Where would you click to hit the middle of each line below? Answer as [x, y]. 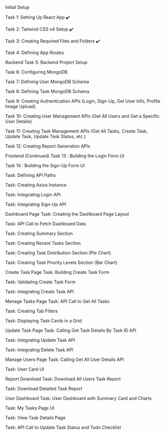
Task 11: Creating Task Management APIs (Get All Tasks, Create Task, [76, 131]
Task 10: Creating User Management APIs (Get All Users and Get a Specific [82, 116]
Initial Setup [17, 7]
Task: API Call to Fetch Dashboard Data [45, 224]
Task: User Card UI [24, 369]
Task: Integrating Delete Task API [39, 350]
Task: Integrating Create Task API [39, 292]
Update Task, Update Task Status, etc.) [45, 136]
